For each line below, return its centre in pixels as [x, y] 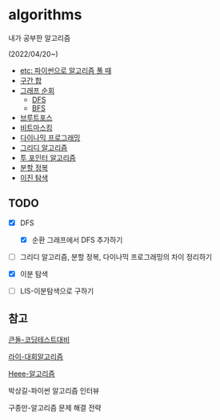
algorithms [45, 15]
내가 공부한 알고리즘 [39, 38]
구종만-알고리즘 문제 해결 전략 [55, 407]
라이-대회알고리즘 [36, 356]
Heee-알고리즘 [32, 374]
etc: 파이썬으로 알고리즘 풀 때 [66, 71]
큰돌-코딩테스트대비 [39, 339]
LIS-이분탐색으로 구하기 [57, 291]
